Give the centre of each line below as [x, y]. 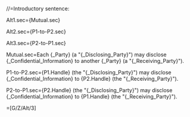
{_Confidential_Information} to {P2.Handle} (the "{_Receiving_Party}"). [92, 79]
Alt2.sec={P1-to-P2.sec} [36, 31]
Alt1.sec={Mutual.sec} [33, 20]
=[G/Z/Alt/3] [21, 108]
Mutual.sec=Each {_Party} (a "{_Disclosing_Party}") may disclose [86, 55]
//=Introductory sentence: [38, 9]
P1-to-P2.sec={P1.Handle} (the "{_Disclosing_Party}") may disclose [89, 72]
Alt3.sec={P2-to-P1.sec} [36, 43]
